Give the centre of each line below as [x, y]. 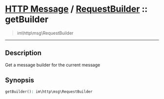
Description [23, 53]
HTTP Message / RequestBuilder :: [76, 9]
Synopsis [20, 80]
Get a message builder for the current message [53, 65]
